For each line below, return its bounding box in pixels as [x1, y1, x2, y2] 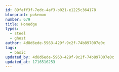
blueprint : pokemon [5, 12, 47, 17]
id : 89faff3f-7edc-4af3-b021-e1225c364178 [5, 7, 96, 13]
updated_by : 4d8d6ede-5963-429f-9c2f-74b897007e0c [5, 54, 114, 60]
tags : [5, 45, 17, 50]
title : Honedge [5, 21, 37, 27]
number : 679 [5, 17, 30, 22]
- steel [10, 31, 26, 36]
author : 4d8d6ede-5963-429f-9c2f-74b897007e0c [5, 41, 105, 46]
